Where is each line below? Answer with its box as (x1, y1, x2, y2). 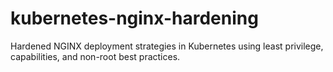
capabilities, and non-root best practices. (10, 50, 181, 62)
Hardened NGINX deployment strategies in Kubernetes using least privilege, (10, 40, 324, 52)
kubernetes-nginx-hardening (10, 7, 259, 30)
